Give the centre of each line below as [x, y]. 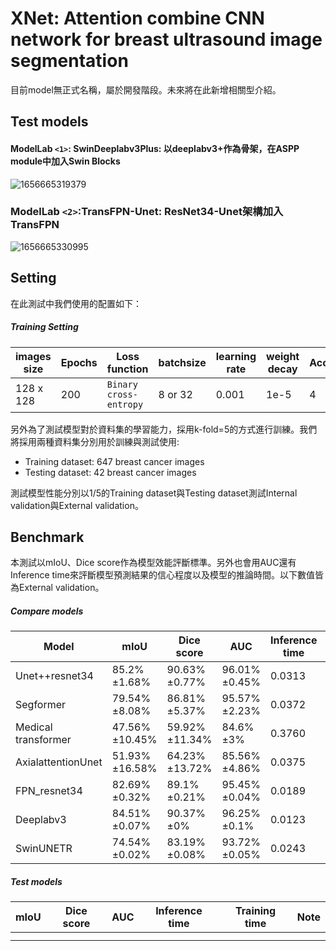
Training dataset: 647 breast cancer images [114, 461]
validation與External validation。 [77, 505]
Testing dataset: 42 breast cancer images [110, 472]
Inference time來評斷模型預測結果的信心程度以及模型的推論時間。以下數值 [162, 575]
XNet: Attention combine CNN [137, 18]
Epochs [79, 362]
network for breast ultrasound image [166, 39]
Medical [34, 727]
